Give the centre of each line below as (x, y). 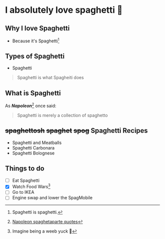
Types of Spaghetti (35, 56)
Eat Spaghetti (26, 180)
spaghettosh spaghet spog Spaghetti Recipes (77, 131)
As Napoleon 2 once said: (31, 105)
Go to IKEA (23, 192)
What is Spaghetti (33, 93)
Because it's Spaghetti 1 (36, 40)
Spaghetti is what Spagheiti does (51, 78)
